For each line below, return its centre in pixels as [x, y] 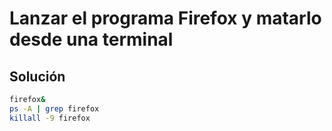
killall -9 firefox [50, 118]
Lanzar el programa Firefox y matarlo [165, 18]
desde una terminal [91, 39]
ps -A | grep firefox [54, 108]
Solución [37, 76]
